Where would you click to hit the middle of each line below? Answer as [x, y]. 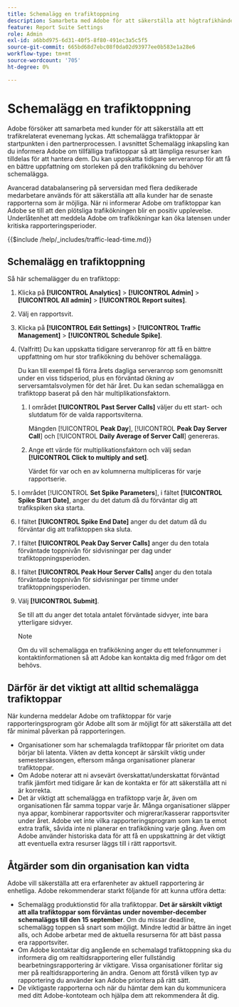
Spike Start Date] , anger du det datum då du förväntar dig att [107, 501]
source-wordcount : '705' [44, 61]
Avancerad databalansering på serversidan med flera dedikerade [102, 188]
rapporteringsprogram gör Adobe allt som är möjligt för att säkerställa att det [119, 724]
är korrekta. [34, 791]
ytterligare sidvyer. [45, 623]
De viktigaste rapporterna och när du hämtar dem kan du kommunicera [122, 988]
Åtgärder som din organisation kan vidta [99, 866]
